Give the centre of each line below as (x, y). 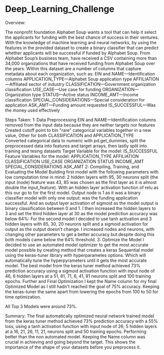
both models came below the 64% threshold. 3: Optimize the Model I (75, 239)
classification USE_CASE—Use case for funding (53, 89)
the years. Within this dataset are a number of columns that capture (73, 68)
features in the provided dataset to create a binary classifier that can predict (82, 48)
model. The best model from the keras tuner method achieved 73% (73, 265)
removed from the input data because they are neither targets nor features (80, 125)
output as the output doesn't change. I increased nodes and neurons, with (80, 229)
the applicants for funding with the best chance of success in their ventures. (82, 37)
